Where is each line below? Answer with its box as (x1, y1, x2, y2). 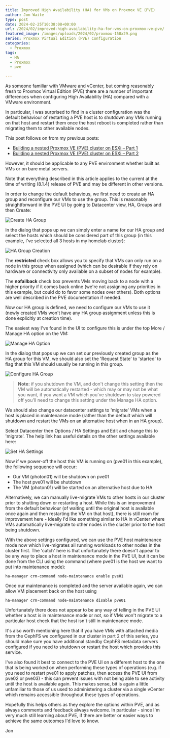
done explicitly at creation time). (5, 315, 73, 321)
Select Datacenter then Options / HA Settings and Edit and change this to (5, 428, 158, 434)
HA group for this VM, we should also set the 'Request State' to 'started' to (5, 355, 161, 362)
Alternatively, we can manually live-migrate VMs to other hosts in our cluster (5, 494, 165, 500)
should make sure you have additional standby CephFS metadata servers (5, 639, 158, 645)
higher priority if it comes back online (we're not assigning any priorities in (5, 284, 161, 290)
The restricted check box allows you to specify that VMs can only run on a (5, 258, 162, 264)
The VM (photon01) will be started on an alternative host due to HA (12, 485, 153, 491)
